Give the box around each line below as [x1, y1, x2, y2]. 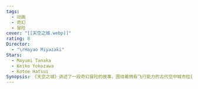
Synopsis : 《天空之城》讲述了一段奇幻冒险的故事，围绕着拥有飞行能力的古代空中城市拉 [6, 74, 190, 80]
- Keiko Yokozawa [11, 63, 54, 69]
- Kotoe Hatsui [11, 69, 49, 74]
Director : [6, 42, 31, 47]
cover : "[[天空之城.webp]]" [6, 30, 72, 36]
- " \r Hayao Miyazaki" [11, 47, 65, 53]
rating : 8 [6, 36, 31, 42]
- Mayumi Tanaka [11, 57, 51, 63]
